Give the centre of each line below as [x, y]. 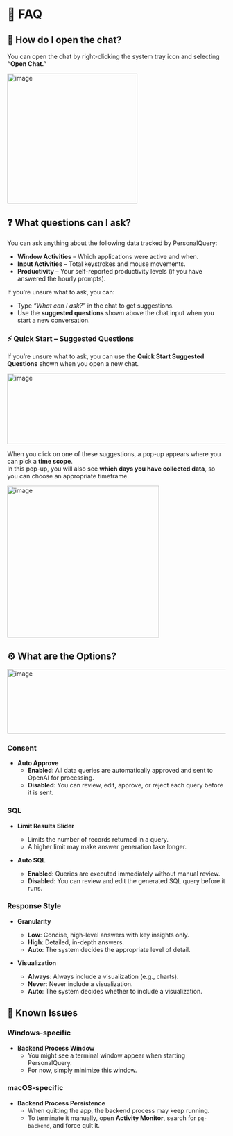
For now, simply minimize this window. [82, 1070]
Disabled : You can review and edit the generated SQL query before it [126, 880]
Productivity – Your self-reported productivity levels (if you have [110, 271]
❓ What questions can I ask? [69, 223]
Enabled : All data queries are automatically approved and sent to [120, 771]
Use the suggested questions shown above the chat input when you [116, 312]
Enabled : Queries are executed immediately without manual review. [124, 874]
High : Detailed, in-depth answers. [76, 942]
